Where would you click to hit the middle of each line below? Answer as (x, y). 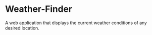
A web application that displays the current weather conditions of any (76, 23)
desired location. (22, 28)
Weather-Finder (39, 9)
